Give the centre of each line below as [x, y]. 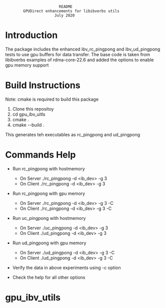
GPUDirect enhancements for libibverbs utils [71, 11]
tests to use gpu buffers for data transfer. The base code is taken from [78, 54]
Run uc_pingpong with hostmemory [49, 218]
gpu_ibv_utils [33, 297]
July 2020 [64, 16]
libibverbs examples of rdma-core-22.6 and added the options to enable [79, 60]
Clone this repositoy [33, 109]
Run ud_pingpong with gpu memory [49, 243]
